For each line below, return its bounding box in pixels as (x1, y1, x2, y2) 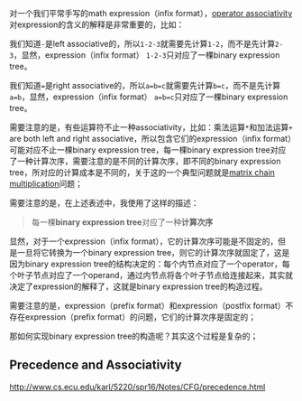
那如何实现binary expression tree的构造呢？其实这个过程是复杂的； (9, 331, 259, 341)
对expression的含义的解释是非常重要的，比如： (9, 19, 185, 30)
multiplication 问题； (9, 179, 84, 189)
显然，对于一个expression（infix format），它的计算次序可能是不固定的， (9, 236, 279, 247)
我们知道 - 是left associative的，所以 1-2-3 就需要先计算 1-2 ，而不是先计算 (9, 39, 276, 49)
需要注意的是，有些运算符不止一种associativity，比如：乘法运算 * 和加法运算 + (9, 122, 293, 133)
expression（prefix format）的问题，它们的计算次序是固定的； (24, 312, 257, 322)
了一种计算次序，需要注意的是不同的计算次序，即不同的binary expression (9, 156, 281, 166)
